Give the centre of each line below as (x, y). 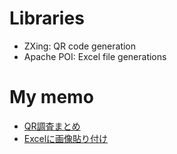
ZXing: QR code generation (80, 46)
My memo (51, 97)
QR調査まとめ (52, 126)
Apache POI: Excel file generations (95, 56)
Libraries (47, 18)
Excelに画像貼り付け (66, 138)
